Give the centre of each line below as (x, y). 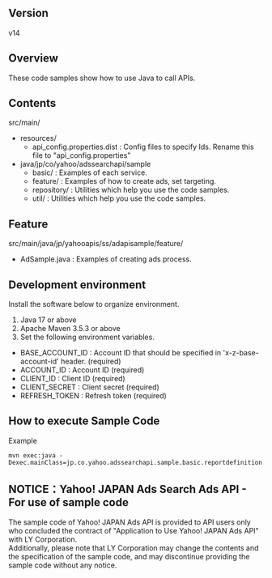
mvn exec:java (32, 455)
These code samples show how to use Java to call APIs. (102, 78)
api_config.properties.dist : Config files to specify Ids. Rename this (143, 147)
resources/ (38, 138)
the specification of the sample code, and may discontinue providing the (129, 556)
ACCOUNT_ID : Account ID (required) (82, 370)
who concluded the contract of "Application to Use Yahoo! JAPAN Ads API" (134, 530)
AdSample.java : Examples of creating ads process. (106, 259)
